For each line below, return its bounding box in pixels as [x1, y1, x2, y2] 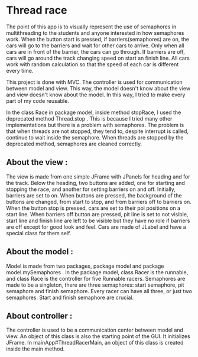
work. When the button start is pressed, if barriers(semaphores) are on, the [6, 35, 190, 43]
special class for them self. [6, 229, 72, 236]
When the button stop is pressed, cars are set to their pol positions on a [6, 205, 181, 212]
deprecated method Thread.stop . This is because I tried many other [6, 115, 173, 122]
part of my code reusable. [6, 97, 69, 104]
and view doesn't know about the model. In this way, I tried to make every [6, 91, 186, 98]
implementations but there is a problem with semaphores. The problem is [6, 121, 184, 128]
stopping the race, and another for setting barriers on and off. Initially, [6, 186, 176, 193]
